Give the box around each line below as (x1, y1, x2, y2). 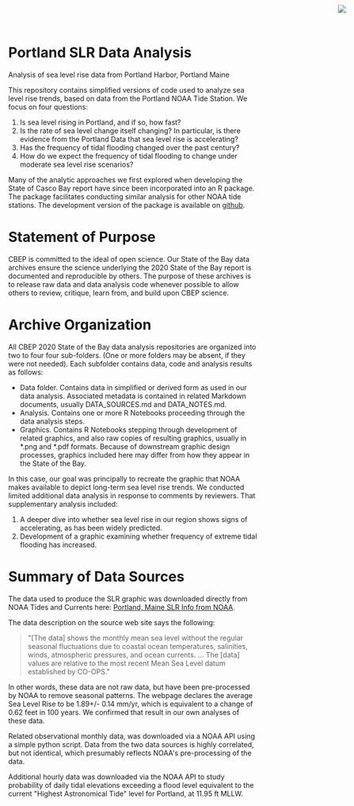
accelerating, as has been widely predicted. (19, 523, 162, 532)
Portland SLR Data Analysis (8, 44, 192, 62)
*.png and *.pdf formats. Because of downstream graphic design (19, 441, 230, 451)
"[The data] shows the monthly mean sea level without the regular (27, 633, 244, 643)
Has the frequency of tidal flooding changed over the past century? (19, 143, 240, 152)
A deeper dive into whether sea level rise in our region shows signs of (19, 514, 248, 524)
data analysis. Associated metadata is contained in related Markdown (19, 391, 247, 401)
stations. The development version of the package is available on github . (8, 200, 246, 209)
